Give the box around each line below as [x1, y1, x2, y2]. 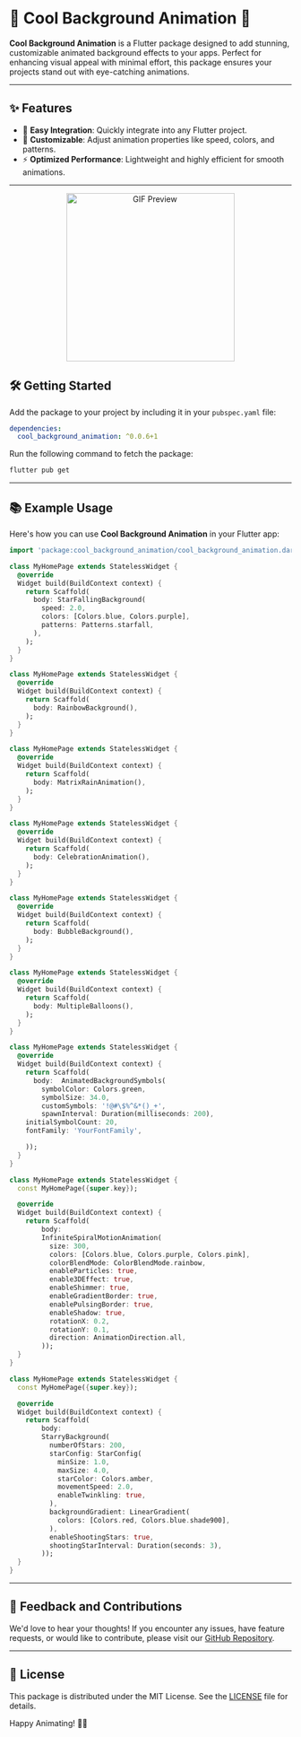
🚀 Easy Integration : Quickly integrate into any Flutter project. [21, 125, 248, 135]
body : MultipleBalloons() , [32, 1001, 134, 1010]
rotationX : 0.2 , [48, 1316, 110, 1326]
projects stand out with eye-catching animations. [9, 66, 190, 77]
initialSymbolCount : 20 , [25, 1118, 118, 1127]
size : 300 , [48, 1242, 90, 1251]
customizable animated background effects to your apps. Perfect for [9, 47, 262, 57]
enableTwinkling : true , [56, 1491, 146, 1500]
